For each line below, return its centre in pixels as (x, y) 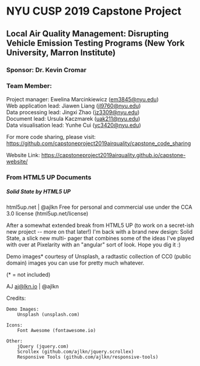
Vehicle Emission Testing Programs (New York (95, 43)
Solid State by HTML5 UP (38, 192)
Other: (15, 341)
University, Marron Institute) (61, 53)
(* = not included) (28, 274)
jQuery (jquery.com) (43, 346)
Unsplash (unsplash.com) (48, 314)
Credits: (16, 298)
